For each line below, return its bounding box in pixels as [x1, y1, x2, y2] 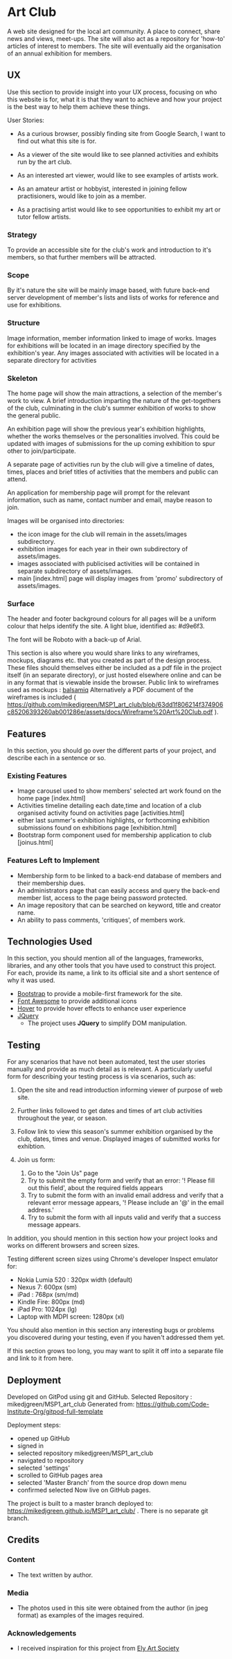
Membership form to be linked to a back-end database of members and [17, 871, 222, 879]
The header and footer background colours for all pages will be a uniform [7, 614, 217, 623]
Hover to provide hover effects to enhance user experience [17, 1004, 186, 1013]
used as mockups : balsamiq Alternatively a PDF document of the [7, 686, 194, 694]
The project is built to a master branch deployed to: [7, 1499, 154, 1508]
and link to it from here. [7, 1354, 74, 1363]
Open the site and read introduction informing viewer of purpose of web [17, 1086, 223, 1094]
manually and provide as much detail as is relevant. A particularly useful [7, 1065, 213, 1074]
